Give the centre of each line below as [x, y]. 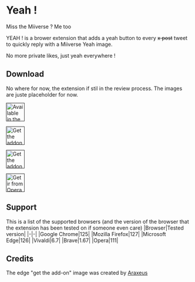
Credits [20, 259]
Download [25, 74]
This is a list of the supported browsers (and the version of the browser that [97, 221]
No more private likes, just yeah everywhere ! [61, 55]
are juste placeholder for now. [42, 94]
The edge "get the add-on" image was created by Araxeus [77, 273]
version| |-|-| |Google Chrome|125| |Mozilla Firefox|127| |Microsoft [86, 234]
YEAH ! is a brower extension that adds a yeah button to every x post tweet [97, 38]
